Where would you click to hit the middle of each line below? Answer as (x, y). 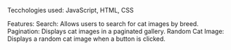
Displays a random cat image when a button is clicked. (86, 39)
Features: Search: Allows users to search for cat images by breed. (103, 24)
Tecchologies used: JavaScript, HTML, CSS (70, 10)
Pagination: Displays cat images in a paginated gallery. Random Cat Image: (116, 31)
